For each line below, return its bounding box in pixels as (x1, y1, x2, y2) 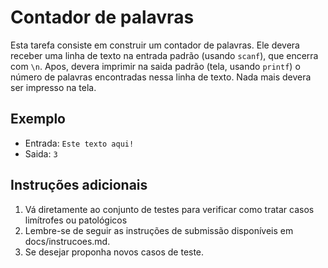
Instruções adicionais (10, 177, 148, 194)
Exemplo (10, 111, 66, 128)
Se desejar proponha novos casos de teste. (24, 246, 205, 258)
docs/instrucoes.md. (24, 235, 111, 247)
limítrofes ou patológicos (24, 214, 128, 226)
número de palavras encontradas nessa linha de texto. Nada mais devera (10, 71, 312, 83)
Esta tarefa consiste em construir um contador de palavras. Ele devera (10, 39, 300, 51)
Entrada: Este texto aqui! (24, 137, 135, 149)
